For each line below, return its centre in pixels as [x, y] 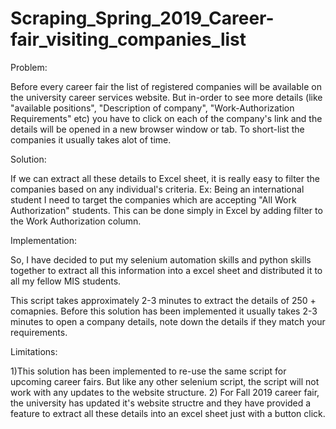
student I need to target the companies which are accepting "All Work [153, 199]
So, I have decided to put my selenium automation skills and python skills [161, 259]
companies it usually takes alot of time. [91, 139]
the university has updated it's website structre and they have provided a [161, 403]
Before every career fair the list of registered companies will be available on [166, 86]
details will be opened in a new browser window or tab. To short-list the [157, 129]
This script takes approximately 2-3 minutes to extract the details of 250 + [163, 300]
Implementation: [44, 240]
